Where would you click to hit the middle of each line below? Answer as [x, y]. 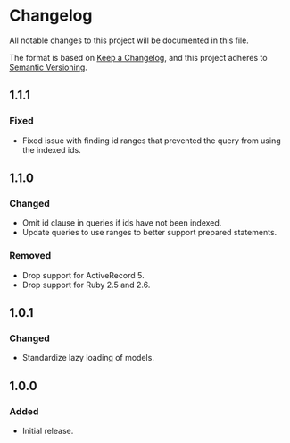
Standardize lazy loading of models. [88, 358]
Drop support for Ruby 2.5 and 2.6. [86, 285]
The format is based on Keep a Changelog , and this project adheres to [138, 57]
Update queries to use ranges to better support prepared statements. [149, 233]
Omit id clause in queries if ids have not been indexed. [122, 223]
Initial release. [48, 430]
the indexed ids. [52, 149]
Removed [30, 256]
